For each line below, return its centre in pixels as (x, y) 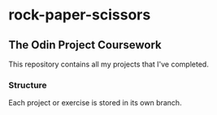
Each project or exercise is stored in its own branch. (95, 103)
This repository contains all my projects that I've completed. (108, 64)
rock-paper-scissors (80, 15)
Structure (28, 85)
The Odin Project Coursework (85, 45)
